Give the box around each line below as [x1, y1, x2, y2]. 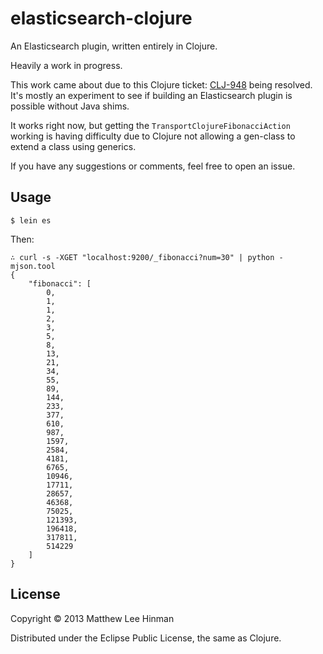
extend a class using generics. [10, 140, 137, 152]
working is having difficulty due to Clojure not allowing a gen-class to [10, 130, 296, 142]
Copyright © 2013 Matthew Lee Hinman [10, 612, 175, 624]
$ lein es [10, 215, 52, 226]
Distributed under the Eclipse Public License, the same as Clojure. [10, 632, 282, 644]
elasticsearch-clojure [10, 7, 193, 30]
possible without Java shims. [10, 100, 130, 112]
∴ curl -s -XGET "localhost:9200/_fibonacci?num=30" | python [10, 252, 275, 262]
